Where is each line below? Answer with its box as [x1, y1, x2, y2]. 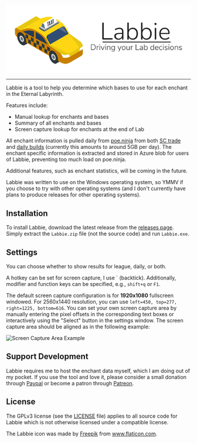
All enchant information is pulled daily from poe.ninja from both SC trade [6, 137, 181, 144]
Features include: [6, 102, 48, 109]
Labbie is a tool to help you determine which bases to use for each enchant [6, 84, 188, 91]
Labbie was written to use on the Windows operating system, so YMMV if [6, 179, 184, 186]
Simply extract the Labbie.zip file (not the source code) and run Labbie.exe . [6, 230, 189, 237]
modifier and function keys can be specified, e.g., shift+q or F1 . [6, 281, 161, 287]
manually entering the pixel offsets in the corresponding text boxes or [6, 311, 174, 318]
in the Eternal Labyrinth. [6, 91, 64, 98]
